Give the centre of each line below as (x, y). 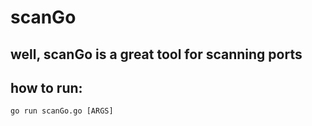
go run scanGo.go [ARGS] (62, 111)
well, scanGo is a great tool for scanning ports (156, 54)
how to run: (46, 87)
